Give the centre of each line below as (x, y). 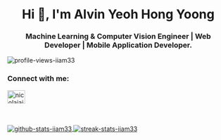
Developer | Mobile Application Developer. (118, 45)
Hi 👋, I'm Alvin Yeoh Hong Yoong (118, 14)
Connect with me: (38, 79)
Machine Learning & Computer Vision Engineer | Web (118, 37)
